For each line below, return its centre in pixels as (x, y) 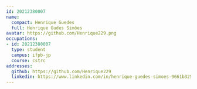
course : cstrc (28, 60)
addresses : (19, 66)
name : (13, 17)
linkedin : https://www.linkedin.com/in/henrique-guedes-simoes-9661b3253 (103, 77)
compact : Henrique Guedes (43, 22)
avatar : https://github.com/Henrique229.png (61, 33)
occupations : (22, 39)
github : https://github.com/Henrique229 (61, 71)
